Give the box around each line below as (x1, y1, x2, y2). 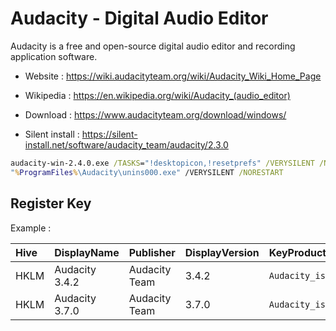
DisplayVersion (184, 245, 260, 259)
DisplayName (54, 245, 120, 259)
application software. (10, 50, 98, 62)
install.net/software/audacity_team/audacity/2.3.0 (24, 138, 229, 151)
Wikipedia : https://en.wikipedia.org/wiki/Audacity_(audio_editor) (24, 89, 291, 101)
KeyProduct (268, 245, 327, 259)
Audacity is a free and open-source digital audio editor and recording (10, 40, 296, 52)
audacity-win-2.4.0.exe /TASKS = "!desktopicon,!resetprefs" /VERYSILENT (10, 158, 315, 168)
